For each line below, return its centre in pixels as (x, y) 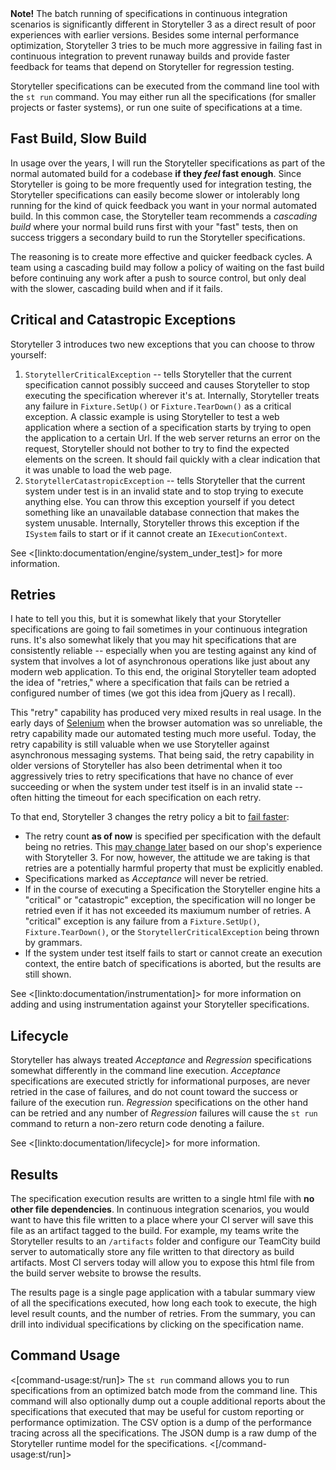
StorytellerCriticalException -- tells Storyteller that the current (158, 374)
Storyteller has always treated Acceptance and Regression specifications (161, 1060)
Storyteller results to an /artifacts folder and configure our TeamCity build (165, 1241)
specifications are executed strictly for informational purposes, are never (160, 1081)
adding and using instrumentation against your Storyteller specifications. (160, 1004)
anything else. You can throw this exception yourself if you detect (159, 501)
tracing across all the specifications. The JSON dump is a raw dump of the (163, 1433)
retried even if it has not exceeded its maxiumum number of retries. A (168, 911)
